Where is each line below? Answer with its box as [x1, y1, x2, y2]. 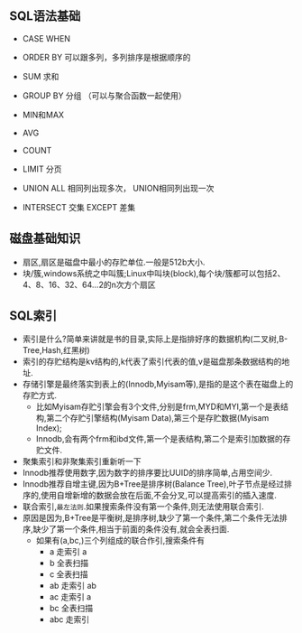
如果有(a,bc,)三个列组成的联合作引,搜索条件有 [35, 535, 206, 546]
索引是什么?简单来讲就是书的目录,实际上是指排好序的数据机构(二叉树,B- [22, 333, 288, 345]
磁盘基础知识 [9, 231, 81, 247]
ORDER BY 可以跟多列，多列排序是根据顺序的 [22, 51, 191, 62]
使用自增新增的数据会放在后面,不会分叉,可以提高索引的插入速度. [40, 490, 277, 501]
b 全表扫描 [49, 558, 88, 569]
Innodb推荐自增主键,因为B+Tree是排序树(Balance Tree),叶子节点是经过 [22, 479, 285, 489]
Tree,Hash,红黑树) [22, 345, 90, 356]
